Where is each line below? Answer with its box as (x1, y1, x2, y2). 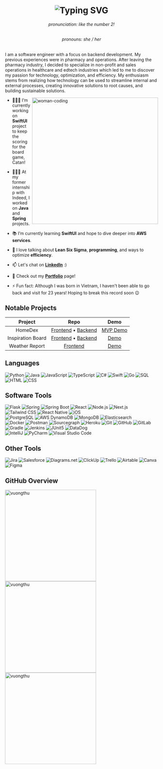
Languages (5, 359, 40, 368)
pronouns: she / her (62, 37, 101, 42)
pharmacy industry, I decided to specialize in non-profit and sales (5, 62, 136, 68)
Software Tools (5, 392, 52, 400)
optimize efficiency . (12, 252, 53, 258)
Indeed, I (12, 195, 30, 200)
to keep (12, 128, 28, 134)
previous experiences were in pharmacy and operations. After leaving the (5, 57, 152, 62)
